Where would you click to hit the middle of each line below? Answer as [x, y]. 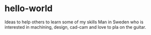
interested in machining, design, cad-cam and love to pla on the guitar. [75, 27]
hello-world [29, 9]
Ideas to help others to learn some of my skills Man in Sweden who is [74, 22]
